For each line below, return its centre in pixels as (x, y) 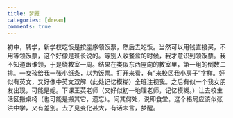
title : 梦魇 (23, 14)
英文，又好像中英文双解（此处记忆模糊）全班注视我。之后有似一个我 (116, 82)
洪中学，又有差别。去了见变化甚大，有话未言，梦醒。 (83, 108)
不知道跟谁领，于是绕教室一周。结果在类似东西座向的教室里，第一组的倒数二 (116, 65)
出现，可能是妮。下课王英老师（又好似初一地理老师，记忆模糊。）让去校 (115, 90)
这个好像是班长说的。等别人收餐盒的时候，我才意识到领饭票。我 (135, 56)
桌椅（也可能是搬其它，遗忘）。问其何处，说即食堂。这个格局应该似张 (124, 99)
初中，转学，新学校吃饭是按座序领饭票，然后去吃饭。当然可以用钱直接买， (113, 47)
